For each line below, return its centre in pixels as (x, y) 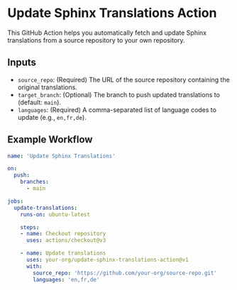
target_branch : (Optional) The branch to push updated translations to (118, 94)
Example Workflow (50, 140)
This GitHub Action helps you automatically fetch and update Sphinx (107, 33)
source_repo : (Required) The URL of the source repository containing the (124, 79)
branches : (35, 182)
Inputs (22, 63)
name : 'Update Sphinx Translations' (61, 156)
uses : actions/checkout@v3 (66, 240)
